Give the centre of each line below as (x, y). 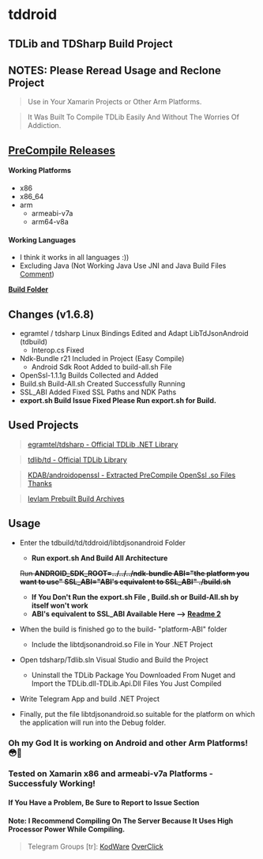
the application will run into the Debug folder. (93, 722)
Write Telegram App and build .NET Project (90, 699)
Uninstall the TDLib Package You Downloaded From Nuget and (133, 675)
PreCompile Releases (62, 151)
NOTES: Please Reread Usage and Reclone (115, 70)
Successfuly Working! (52, 784)
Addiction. (44, 126)
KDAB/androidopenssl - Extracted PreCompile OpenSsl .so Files (131, 475)
